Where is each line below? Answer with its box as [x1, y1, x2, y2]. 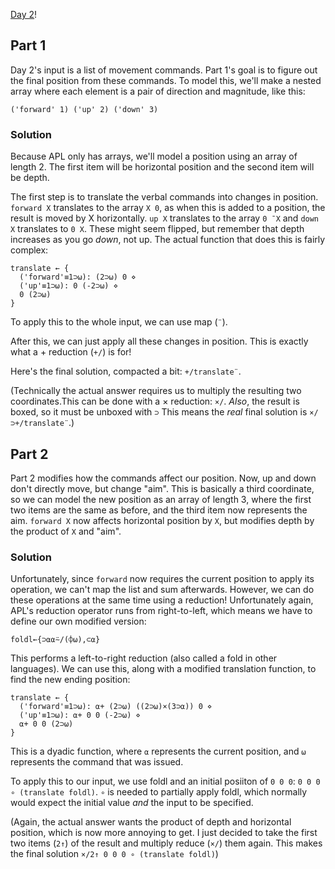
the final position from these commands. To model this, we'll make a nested [10, 74, 322, 86]
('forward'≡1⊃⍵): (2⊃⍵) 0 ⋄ [19, 272, 137, 283]
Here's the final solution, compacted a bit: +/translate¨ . [10, 365, 242, 378]
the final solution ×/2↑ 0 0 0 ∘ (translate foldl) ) [10, 848, 219, 860]
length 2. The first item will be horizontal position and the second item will [10, 161, 315, 173]
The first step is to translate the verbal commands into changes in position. [10, 191, 319, 203]
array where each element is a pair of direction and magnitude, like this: [10, 85, 306, 97]
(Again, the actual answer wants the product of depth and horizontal [10, 816, 292, 828]
